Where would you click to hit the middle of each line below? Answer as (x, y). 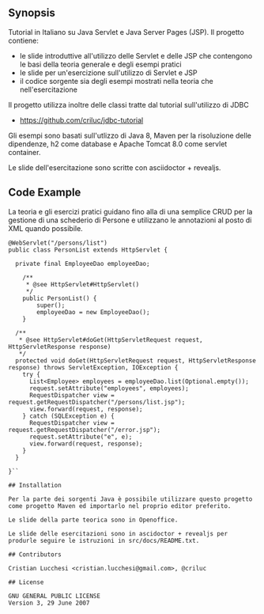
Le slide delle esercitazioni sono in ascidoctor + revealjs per (118, 533)
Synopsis (32, 13)
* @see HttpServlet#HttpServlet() (83, 284)
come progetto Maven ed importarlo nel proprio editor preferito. (120, 506)
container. (25, 152)
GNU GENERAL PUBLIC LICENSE (55, 596)
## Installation (35, 485)
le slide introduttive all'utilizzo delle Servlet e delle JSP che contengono (136, 55)
